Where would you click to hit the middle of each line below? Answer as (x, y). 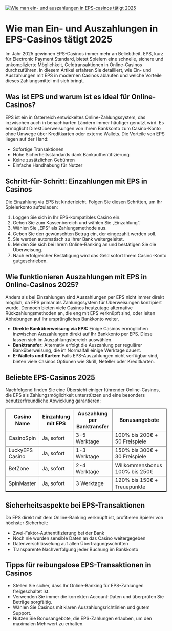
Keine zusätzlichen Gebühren (44, 160)
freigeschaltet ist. (31, 591)
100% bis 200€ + (136, 435)
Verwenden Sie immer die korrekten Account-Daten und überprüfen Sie (88, 596)
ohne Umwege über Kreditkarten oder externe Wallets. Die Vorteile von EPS (85, 134)
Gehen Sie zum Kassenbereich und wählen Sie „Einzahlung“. (77, 222)
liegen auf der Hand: (27, 139)
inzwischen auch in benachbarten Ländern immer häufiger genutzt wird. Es (85, 122)
